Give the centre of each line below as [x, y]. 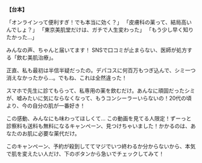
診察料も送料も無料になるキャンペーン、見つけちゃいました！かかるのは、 [99, 126]
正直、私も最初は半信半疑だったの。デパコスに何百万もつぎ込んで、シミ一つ [101, 70]
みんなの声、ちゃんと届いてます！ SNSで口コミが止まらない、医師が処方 [97, 50]
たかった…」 [22, 37]
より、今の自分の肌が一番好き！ [46, 106]
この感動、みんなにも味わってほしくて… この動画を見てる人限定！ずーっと [99, 118]
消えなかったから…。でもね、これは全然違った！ [67, 78]
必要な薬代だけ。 [59, 134]
